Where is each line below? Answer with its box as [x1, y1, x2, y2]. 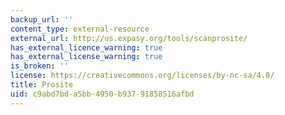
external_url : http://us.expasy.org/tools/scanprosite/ [10, 33, 248, 43]
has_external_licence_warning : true [10, 42, 163, 53]
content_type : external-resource [10, 24, 150, 34]
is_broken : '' [10, 61, 70, 71]
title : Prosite [10, 80, 74, 90]
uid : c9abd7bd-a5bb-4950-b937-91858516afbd [10, 89, 195, 99]
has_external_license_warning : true [10, 52, 163, 62]
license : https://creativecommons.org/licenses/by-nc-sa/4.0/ [10, 71, 275, 81]
